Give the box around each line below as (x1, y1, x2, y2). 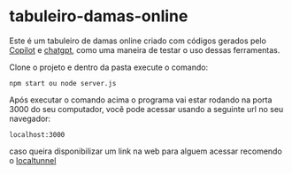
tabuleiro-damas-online (9, 6, 188, 26)
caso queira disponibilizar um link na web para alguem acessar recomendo (9, 146, 283, 156)
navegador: (9, 113, 51, 124)
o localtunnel (9, 155, 57, 165)
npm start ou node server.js (9, 79, 117, 87)
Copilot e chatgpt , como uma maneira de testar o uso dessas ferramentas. (9, 44, 280, 55)
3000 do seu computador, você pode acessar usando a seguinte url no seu (9, 103, 284, 114)
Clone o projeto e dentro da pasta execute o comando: (9, 62, 209, 72)
